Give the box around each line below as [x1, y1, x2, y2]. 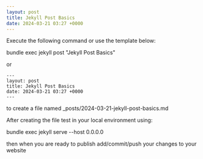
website [6, 147, 26, 154]
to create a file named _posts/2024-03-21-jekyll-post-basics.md [6, 105, 169, 112]
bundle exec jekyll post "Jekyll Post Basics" [6, 49, 116, 56]
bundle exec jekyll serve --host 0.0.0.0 [6, 128, 104, 136]
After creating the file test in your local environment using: [6, 117, 153, 124]
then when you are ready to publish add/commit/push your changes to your [6, 140, 197, 147]
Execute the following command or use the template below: [6, 37, 156, 45]
